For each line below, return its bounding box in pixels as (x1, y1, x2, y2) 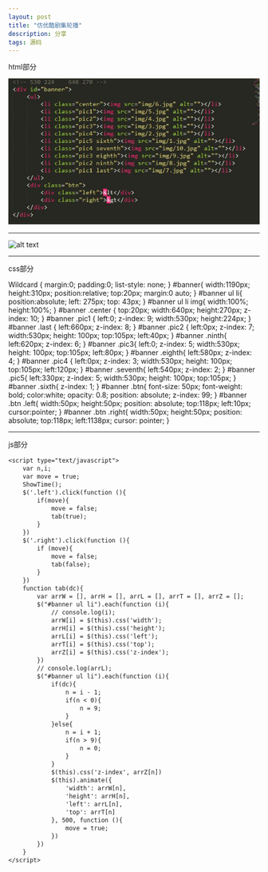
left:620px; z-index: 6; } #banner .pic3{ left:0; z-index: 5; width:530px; (8, 339, 241, 348)
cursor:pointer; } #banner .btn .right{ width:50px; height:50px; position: (8, 407, 242, 416)
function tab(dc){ (22, 584, 84, 592)
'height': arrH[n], (65, 792, 130, 800)
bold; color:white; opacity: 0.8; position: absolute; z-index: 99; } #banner (8, 390, 247, 400)
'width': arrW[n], (65, 784, 127, 792)
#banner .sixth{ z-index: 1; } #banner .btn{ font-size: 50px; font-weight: (8, 381, 243, 391)
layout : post (8, 13, 52, 21)
